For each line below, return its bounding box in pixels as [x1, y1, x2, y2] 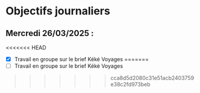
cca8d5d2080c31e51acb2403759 [110, 74, 195, 82]
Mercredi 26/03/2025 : [5, 28, 94, 38]
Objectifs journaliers [5, 4, 111, 18]
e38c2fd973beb [110, 81, 151, 88]
